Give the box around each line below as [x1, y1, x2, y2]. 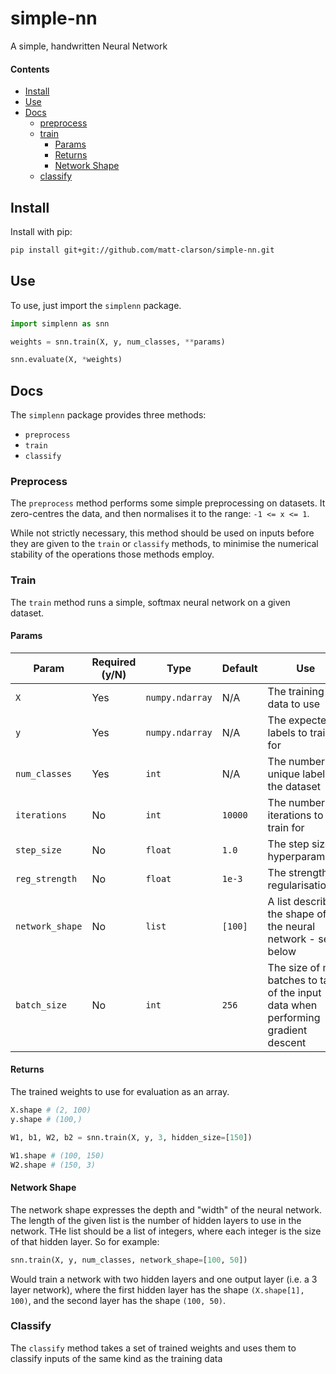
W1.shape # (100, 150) [10, 1150, 105, 1161]
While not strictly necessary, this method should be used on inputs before [10, 527, 315, 539]
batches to [267, 973, 318, 987]
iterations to [267, 808, 324, 822]
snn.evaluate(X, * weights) [10, 355, 123, 365]
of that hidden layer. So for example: [10, 1235, 160, 1247]
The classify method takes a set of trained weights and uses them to [10, 1342, 297, 1354]
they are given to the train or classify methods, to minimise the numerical [10, 538, 319, 550]
